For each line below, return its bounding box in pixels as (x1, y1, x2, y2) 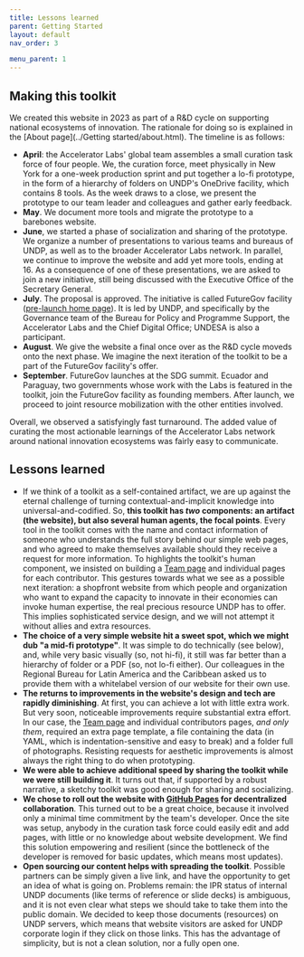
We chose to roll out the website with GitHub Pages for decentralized (22, 793, 288, 804)
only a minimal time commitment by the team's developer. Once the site (22, 812, 290, 823)
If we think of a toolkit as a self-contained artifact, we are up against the (22, 486, 291, 497)
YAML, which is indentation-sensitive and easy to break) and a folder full (22, 735, 294, 746)
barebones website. (22, 216, 97, 227)
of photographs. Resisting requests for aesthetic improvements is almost (22, 745, 294, 756)
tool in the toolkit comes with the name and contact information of (22, 524, 269, 535)
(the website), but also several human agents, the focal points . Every (22, 515, 287, 526)
